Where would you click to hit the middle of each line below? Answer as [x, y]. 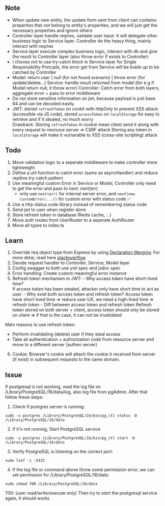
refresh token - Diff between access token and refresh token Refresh [82, 305]
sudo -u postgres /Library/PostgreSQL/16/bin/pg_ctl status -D [71, 416]
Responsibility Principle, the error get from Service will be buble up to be [86, 67]
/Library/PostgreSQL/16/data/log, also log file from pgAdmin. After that [76, 392]
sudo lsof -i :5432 [25, 461]
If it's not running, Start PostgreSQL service [56, 429]
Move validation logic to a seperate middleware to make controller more [85, 162]
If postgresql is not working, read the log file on [53, 387]
